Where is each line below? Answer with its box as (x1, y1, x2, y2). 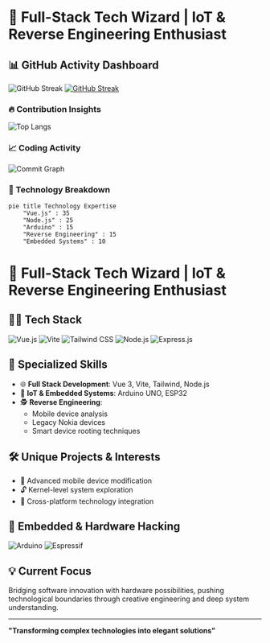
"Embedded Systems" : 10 (22, 237, 106, 245)
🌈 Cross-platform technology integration (19, 496, 154, 506)
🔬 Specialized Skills (8, 358, 108, 372)
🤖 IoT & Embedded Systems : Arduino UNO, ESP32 (19, 388, 187, 398)
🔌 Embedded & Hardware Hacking (8, 519, 181, 533)
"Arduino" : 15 (22, 223, 74, 231)
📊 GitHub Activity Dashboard (8, 58, 159, 72)
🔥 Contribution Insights (8, 103, 102, 114)
